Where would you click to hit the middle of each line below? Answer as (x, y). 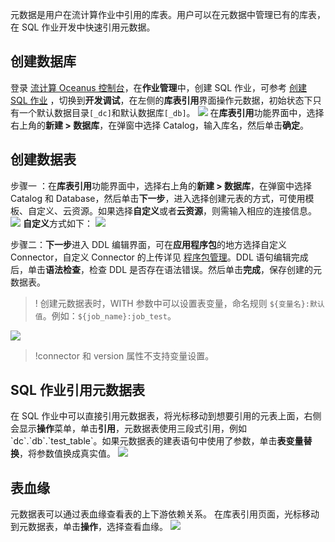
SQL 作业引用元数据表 (77, 390)
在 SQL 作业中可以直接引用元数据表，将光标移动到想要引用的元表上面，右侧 (166, 416)
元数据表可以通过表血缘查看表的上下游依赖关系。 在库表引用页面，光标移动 (165, 514)
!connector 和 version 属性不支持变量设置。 (124, 355)
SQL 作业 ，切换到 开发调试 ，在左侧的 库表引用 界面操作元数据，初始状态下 (161, 100)
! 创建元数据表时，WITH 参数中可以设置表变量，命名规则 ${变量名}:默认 (179, 303)
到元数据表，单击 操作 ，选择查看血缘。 (89, 527)
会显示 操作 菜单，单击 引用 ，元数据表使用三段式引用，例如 (128, 429)
